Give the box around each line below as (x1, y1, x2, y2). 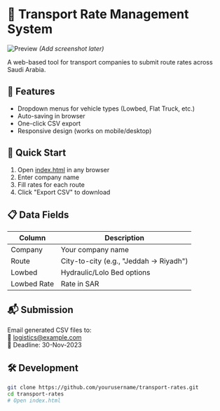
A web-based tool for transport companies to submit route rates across (7, 57, 213, 66)
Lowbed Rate (11, 279, 55, 289)
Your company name (60, 245, 130, 255)
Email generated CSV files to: (7, 326, 92, 335)
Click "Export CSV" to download (17, 188, 111, 196)
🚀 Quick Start (7, 147, 67, 159)
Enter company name (17, 173, 79, 181)
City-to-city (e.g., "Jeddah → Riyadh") (60, 256, 188, 266)
